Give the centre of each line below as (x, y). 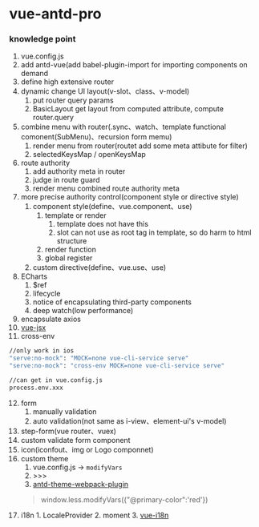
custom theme (45, 458)
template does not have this (103, 224)
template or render (75, 215)
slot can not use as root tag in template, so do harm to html (154, 232)
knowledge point (42, 39)
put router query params (73, 100)
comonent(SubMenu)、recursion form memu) (96, 137)
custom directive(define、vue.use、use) (99, 268)
